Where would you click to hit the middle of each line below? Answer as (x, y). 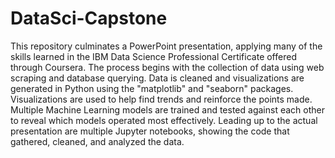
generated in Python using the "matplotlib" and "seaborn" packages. (152, 88)
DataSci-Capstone (89, 18)
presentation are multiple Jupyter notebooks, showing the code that (150, 131)
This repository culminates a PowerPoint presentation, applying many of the (166, 46)
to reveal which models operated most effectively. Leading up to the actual (164, 120)
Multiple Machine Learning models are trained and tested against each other (167, 109)
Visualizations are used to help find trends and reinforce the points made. (161, 99)
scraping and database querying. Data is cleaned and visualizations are (157, 78)
